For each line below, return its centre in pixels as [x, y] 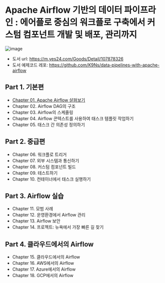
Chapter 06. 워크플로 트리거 [39, 154]
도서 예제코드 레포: [30, 65]
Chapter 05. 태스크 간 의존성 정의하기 [49, 125]
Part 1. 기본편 [25, 87]
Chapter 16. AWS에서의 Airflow [43, 263]
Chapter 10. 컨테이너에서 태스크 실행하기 [51, 179]
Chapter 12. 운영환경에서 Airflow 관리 [49, 215]
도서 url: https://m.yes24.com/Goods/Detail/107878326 [68, 59]
